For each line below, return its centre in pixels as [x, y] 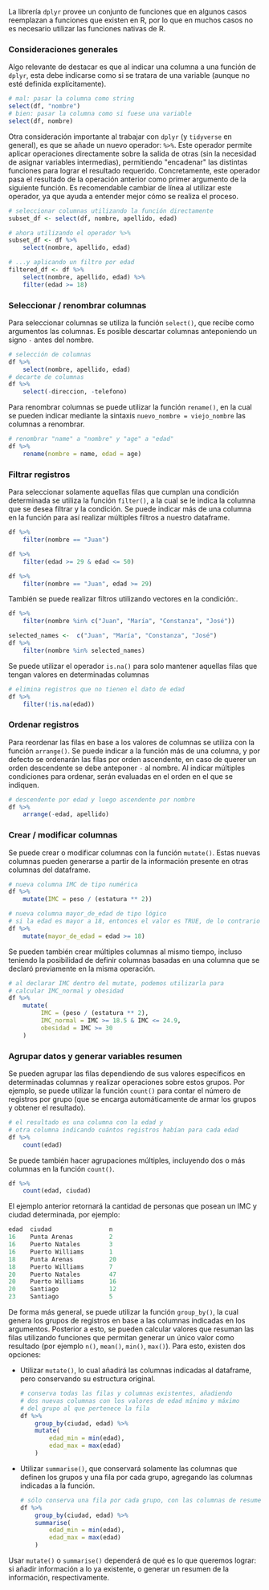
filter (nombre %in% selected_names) [84, 650]
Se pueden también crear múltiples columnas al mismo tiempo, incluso [125, 952]
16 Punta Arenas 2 [61, 1237]
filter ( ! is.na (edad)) [59, 704]
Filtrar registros [39, 475]
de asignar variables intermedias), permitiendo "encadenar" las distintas [128, 162]
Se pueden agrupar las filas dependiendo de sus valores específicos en [127, 1074]
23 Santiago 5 [61, 1297]
